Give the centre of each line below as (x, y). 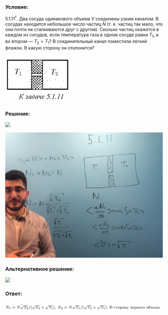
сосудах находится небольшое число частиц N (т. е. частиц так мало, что (84, 24)
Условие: (17, 7)
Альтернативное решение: (40, 269)
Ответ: (14, 293)
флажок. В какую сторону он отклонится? (50, 48)
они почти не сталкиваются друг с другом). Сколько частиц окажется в (82, 29)
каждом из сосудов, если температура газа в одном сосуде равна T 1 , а (82, 35)
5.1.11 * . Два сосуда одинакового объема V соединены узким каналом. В (82, 18)
